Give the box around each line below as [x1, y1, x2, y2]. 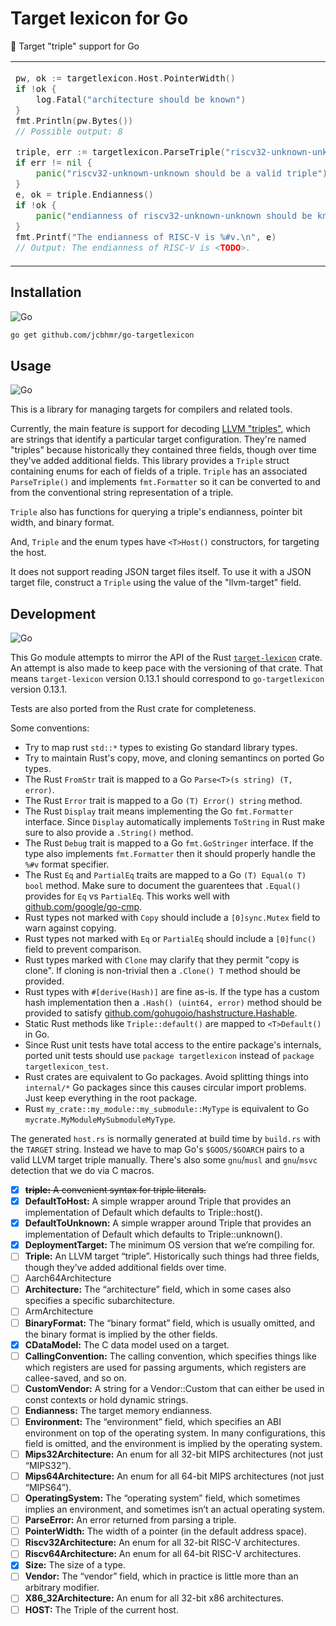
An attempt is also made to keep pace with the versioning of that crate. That [10, 662, 323, 674]
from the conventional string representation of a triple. [10, 487, 234, 499]
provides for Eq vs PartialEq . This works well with [24, 890, 231, 902]
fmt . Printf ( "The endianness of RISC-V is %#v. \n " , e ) [15, 231, 277, 242]
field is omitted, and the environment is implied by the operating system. [24, 1437, 323, 1449]
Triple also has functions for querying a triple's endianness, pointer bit [10, 506, 303, 518]
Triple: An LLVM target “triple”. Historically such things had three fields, [24, 1250, 320, 1262]
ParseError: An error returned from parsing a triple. [24, 1514, 237, 1526]
